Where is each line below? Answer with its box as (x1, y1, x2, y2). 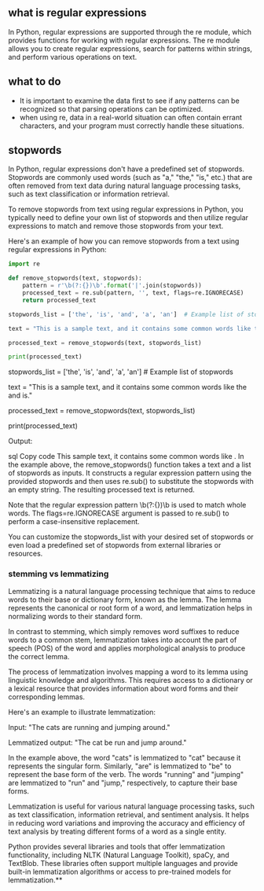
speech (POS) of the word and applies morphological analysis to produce (8, 643, 246, 653)
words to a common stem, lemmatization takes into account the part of (8, 635, 237, 644)
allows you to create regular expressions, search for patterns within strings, (8, 43, 253, 53)
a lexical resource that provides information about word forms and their (8, 684, 239, 693)
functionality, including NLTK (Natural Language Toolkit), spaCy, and (8, 850, 229, 860)
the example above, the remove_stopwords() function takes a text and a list (8, 460, 251, 470)
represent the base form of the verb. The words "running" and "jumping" (8, 769, 244, 779)
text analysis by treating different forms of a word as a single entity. (8, 827, 226, 836)
